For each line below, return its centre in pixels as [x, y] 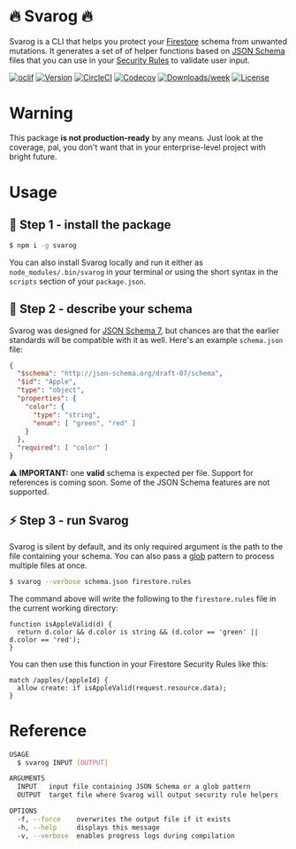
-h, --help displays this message [89, 827]
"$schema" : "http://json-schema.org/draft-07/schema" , [120, 374]
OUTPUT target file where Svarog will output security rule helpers [148, 795]
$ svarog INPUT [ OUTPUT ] [63, 763]
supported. [29, 492]
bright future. [33, 156]
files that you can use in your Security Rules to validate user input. [129, 60]
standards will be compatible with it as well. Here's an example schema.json [146, 339]
